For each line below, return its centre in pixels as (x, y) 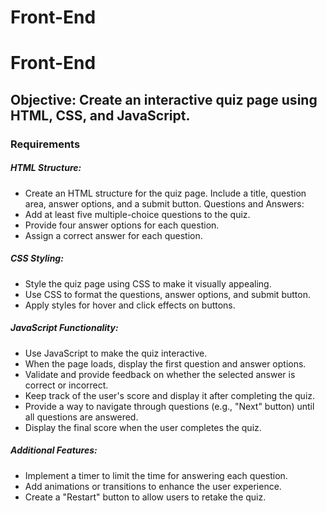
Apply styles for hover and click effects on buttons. (130, 305)
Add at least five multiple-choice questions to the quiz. (137, 214)
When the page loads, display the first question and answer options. (165, 363)
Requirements (45, 144)
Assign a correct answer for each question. (113, 235)
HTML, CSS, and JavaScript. (100, 115)
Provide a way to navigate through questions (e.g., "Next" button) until (169, 406)
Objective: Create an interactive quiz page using (164, 99)
